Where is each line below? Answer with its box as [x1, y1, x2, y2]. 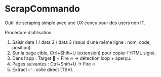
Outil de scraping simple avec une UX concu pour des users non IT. [5, 20, 146, 26]
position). [12, 44, 32, 50]
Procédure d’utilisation [5, 29, 52, 35]
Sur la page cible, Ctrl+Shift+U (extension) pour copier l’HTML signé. [12, 50, 156, 56]
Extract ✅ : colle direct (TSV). [12, 66, 74, 72]
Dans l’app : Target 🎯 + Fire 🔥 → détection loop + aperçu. [12, 55, 132, 61]
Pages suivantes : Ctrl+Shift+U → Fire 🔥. [12, 61, 97, 67]
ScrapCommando [5, 3, 80, 15]
